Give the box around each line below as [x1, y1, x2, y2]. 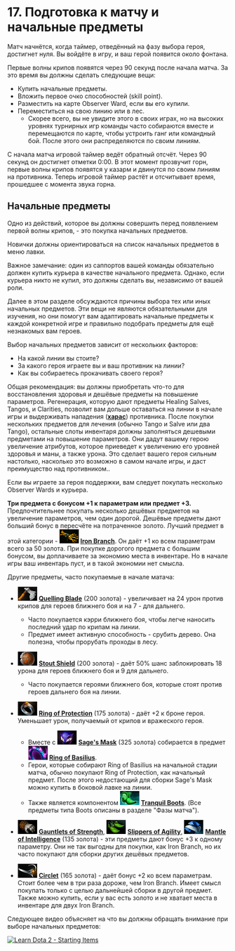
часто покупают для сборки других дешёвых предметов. [17, 849, 189, 858]
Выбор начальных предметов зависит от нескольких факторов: [7, 340, 199, 349]
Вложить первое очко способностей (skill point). [17, 92, 163, 100]
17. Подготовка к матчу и [7, 4, 159, 20]
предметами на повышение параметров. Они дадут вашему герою [7, 434, 209, 443]
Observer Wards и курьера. [7, 485, 88, 494]
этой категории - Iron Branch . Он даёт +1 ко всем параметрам [7, 537, 215, 545]
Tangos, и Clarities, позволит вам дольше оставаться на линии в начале [7, 405, 222, 413]
